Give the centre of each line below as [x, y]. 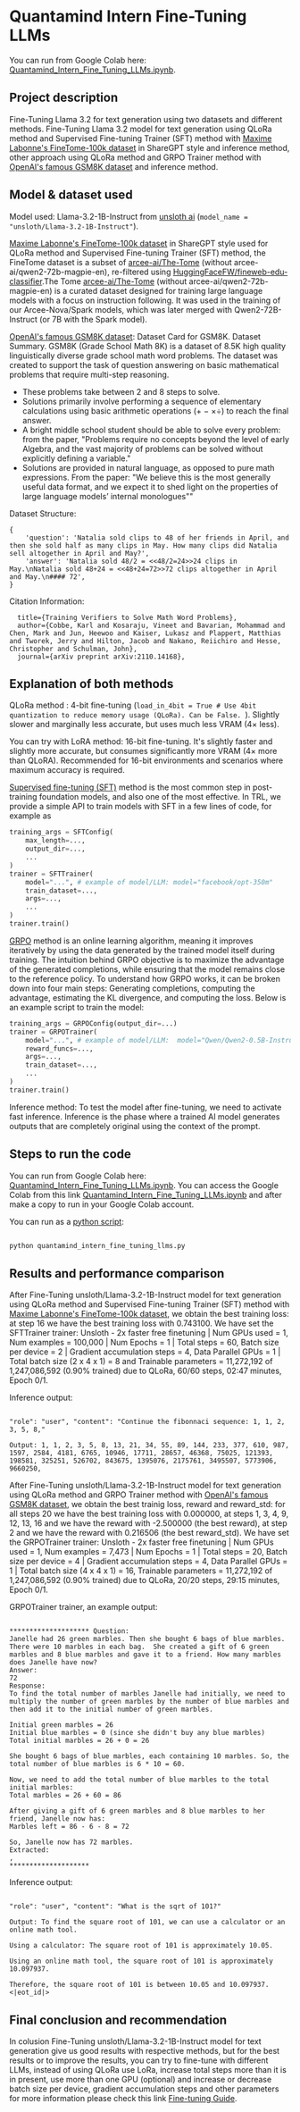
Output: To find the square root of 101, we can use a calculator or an [147, 1923]
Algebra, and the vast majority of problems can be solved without [142, 448]
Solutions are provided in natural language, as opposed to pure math [148, 467]
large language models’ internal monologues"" [108, 496]
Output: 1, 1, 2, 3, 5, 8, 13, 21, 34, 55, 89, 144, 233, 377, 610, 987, [150, 1446]
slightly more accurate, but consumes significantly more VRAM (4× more [143, 751]
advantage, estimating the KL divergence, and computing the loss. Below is [148, 997]
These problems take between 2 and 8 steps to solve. [121, 391]
